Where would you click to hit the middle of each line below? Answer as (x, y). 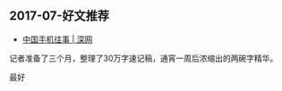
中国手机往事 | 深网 (57, 39)
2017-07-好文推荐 (60, 16)
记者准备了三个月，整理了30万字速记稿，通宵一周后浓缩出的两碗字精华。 (144, 58)
